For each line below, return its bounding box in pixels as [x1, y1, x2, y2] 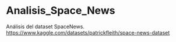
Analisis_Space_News [6, 4, 115, 17]
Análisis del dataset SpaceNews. [6, 23, 85, 30]
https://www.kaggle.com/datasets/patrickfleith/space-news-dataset [6, 29, 170, 36]
